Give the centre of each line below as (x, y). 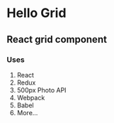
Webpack (31, 97)
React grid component (57, 39)
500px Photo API (41, 90)
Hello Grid (36, 13)
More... (27, 112)
